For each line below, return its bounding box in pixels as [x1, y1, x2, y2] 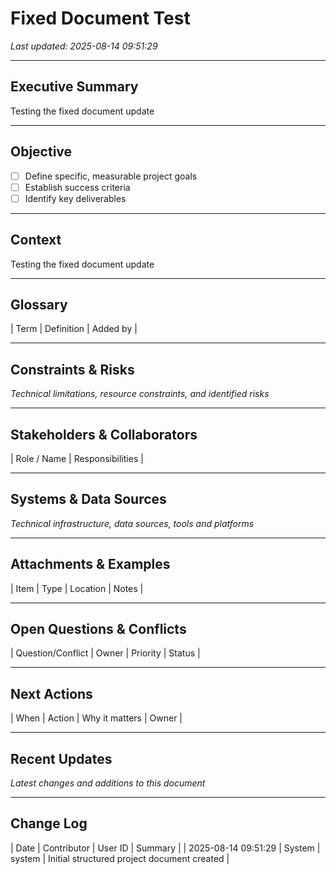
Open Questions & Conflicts [10, 621, 187, 638]
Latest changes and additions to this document [10, 777, 206, 789]
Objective [10, 143, 73, 161]
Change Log [10, 815, 88, 832]
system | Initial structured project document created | [10, 852, 230, 864]
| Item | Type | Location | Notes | [10, 582, 144, 594]
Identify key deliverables [24, 192, 127, 204]
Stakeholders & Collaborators [10, 426, 198, 443]
